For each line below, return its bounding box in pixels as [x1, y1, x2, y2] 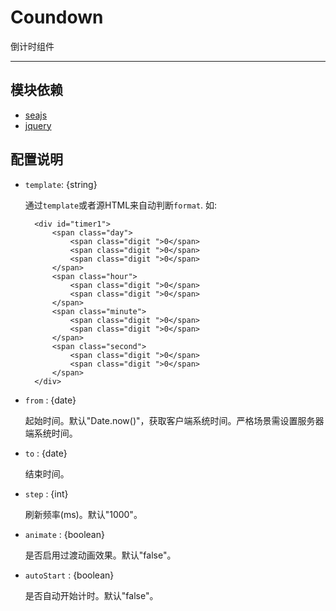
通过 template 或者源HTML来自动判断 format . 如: [24, 199, 218, 211]
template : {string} [24, 178, 98, 190]
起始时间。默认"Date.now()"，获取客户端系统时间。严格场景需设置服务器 [24, 414, 325, 426]
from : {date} [24, 394, 77, 406]
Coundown [10, 6, 104, 29]
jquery [24, 119, 52, 131]
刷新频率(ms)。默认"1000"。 [24, 508, 143, 520]
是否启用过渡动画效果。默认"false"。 [24, 549, 177, 561]
